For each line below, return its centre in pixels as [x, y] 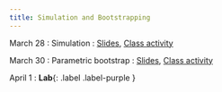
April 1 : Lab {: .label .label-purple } [73, 78]
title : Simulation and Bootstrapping [80, 17]
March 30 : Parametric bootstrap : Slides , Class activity [111, 60]
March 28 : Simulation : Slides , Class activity [91, 43]
